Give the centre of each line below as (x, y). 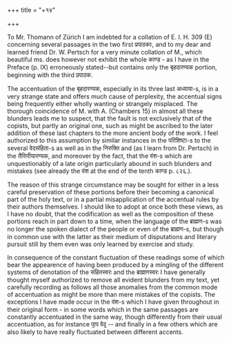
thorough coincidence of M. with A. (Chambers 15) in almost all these (105, 111)
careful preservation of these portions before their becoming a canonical (111, 192)
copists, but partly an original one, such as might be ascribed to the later (110, 126)
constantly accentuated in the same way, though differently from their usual (115, 317)
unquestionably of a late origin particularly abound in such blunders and (110, 164)
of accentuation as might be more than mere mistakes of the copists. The (111, 294)
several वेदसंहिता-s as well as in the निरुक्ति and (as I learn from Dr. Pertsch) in (113, 148)
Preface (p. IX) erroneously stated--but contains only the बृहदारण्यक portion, (112, 67)
